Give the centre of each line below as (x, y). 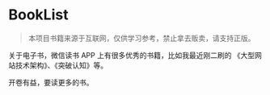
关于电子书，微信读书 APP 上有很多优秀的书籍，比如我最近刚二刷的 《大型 (132, 55)
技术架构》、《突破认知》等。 (61, 65)
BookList (38, 15)
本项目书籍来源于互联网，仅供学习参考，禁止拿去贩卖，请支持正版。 (141, 38)
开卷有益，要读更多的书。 (51, 82)
